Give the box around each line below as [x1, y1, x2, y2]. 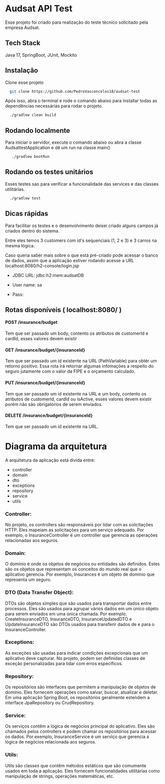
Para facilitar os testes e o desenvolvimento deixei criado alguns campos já [5, 223, 159, 229]
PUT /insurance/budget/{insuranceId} [5, 380, 85, 386]
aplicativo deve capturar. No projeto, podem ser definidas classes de [5, 655, 146, 661]
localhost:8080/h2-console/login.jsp [5, 263, 80, 269]
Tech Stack [5, 39, 41, 47]
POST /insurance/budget [5, 319, 58, 325]
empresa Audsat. [5, 24, 40, 30]
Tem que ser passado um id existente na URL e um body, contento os [5, 391, 147, 396]
